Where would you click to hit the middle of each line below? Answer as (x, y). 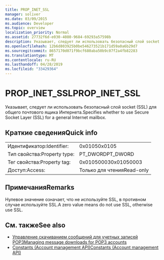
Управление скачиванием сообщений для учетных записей (75, 237)
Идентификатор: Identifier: (38, 146)
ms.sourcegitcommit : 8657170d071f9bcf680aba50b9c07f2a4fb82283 (71, 51)
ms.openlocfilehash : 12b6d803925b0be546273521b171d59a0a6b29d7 (71, 46)
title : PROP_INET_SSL (27, 10)
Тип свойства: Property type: (41, 154)
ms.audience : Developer (30, 23)
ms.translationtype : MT (30, 55)
